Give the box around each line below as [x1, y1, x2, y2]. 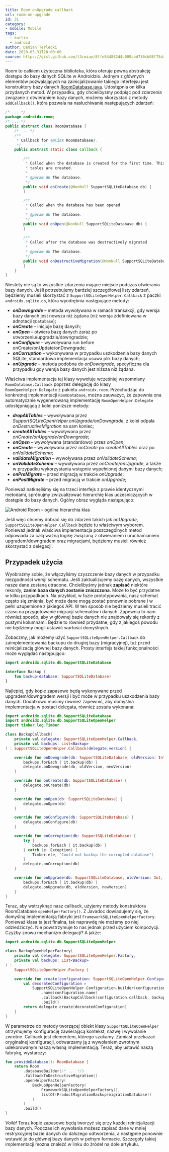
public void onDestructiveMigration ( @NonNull [23, 259, 121, 264]
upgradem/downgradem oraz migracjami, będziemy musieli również [5, 538, 146, 544]
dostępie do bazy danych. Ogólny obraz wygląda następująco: [5, 497, 135, 503]
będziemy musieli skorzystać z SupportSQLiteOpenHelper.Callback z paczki [5, 292, 161, 298]
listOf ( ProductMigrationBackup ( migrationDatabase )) [41, 1092, 152, 1097]
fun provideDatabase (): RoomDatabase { [5, 1059, 89, 1064]
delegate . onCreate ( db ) [23, 783, 71, 788]
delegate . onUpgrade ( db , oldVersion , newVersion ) [23, 884, 127, 889]
